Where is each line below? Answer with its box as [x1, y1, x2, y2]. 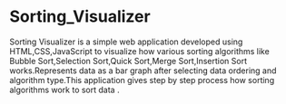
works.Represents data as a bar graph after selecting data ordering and [9, 65, 277, 76]
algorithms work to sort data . [9, 84, 120, 95]
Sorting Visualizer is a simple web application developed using [9, 36, 243, 47]
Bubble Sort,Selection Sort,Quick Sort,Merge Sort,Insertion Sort [9, 55, 248, 66]
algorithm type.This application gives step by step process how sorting [9, 74, 275, 85]
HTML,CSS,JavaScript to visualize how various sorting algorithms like [9, 45, 270, 56]
